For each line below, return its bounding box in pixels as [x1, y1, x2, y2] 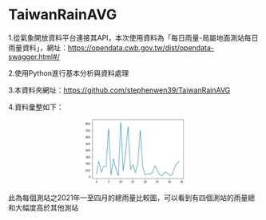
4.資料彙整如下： [8, 102, 64, 112]
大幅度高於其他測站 [14, 202, 78, 212]
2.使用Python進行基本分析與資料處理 [8, 68, 129, 77]
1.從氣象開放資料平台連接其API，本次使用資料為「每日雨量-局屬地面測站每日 [8, 33, 259, 42]
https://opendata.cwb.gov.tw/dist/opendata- [67, 42, 214, 53]
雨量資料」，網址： [8, 42, 68, 53]
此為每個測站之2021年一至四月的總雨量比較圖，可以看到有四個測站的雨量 [8, 193, 248, 202]
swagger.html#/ [8, 52, 60, 61]
